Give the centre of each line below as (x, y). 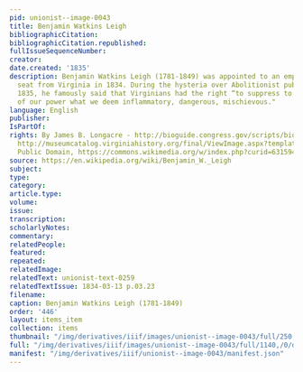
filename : (28, 294)
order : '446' (34, 312)
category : (28, 186)
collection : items (44, 329)
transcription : (38, 219)
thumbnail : (30, 337)
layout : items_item (46, 320)
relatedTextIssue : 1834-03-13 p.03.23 (82, 286)
